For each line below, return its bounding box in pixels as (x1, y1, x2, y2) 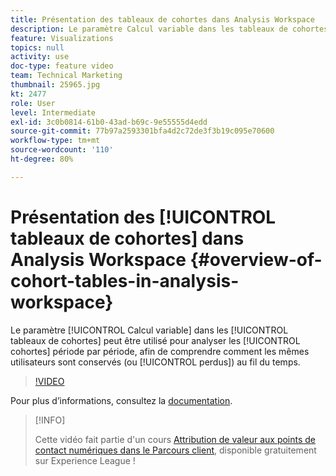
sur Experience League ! (34, 454, 136, 466)
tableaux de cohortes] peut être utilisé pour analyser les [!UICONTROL (10, 334, 301, 346)
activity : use (10, 52, 70, 62)
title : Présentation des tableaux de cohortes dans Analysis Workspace (10, 14, 315, 25)
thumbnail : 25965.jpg (10, 80, 101, 90)
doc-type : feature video (10, 61, 114, 71)
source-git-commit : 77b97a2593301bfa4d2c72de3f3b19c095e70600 (10, 126, 275, 136)
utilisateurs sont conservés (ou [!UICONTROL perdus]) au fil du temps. (10, 356, 301, 368)
